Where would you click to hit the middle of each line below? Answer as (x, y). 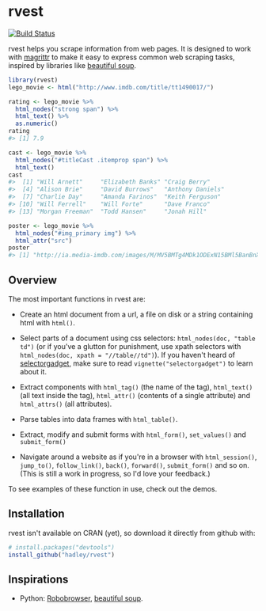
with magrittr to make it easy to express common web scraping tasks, (122, 57)
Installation (36, 514)
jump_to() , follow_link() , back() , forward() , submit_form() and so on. (134, 465)
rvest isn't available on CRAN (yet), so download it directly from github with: (132, 533)
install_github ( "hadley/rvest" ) (61, 555)
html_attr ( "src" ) (44, 241)
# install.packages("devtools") (61, 547)
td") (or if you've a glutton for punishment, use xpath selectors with (130, 346)
